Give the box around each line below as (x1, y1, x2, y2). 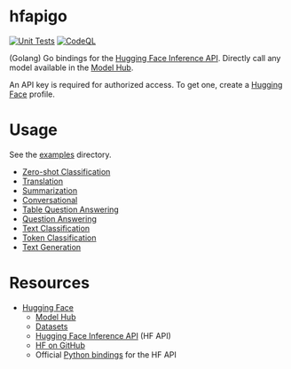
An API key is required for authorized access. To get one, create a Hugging (9, 79, 283, 90)
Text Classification (21, 223, 90, 233)
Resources (9, 273, 90, 294)
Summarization (21, 184, 78, 196)
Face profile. (9, 89, 56, 99)
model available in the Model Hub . (9, 62, 134, 73)
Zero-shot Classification (21, 166, 111, 177)
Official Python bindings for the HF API (35, 349, 177, 360)
